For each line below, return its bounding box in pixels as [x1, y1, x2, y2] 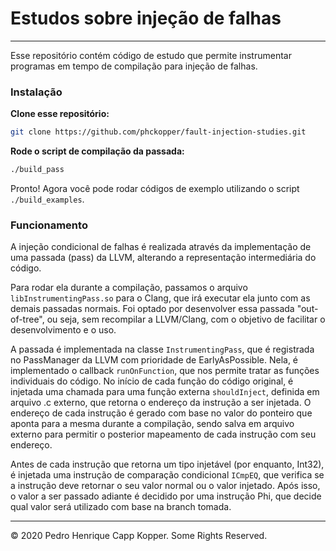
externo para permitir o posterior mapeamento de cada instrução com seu [10, 428, 317, 441]
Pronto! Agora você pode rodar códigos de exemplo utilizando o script [10, 182, 300, 194]
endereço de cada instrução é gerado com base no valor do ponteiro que [10, 407, 313, 419]
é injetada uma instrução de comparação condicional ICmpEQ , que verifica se [10, 469, 325, 481]
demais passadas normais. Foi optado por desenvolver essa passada [10, 303, 295, 315]
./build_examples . [10, 193, 85, 205]
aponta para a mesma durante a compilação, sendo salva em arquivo [10, 418, 295, 430]
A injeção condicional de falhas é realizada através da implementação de [10, 241, 312, 253]
